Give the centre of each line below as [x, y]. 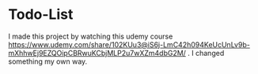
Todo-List [41, 15]
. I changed [206, 53]
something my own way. [48, 61]
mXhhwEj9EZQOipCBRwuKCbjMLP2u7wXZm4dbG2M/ [97, 53]
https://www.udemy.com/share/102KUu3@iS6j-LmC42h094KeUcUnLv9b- [129, 44]
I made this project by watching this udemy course [91, 36]
